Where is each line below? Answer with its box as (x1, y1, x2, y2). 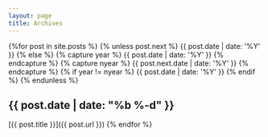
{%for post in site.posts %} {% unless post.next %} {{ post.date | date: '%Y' (8, 41, 261, 50)
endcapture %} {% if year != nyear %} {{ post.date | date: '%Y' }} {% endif (8, 66, 256, 76)
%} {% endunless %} (8, 75, 79, 85)
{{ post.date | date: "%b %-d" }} (8, 98, 175, 112)
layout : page (8, 11, 52, 20)
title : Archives (8, 19, 63, 27)
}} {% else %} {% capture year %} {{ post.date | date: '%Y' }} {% (8, 50, 224, 59)
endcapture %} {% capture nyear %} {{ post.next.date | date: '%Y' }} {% (8, 58, 249, 68)
